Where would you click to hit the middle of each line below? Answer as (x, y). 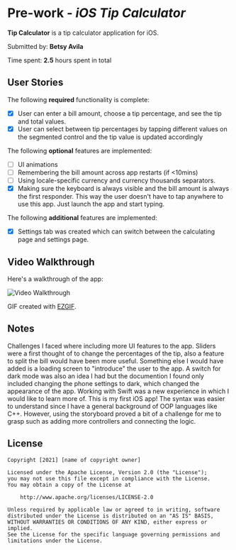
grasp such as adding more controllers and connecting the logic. (102, 421)
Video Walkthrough (51, 262)
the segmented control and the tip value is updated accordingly (110, 137)
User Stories (35, 83)
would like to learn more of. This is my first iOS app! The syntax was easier (116, 398)
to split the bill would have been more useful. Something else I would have (116, 361)
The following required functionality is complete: (79, 99)
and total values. (42, 121)
